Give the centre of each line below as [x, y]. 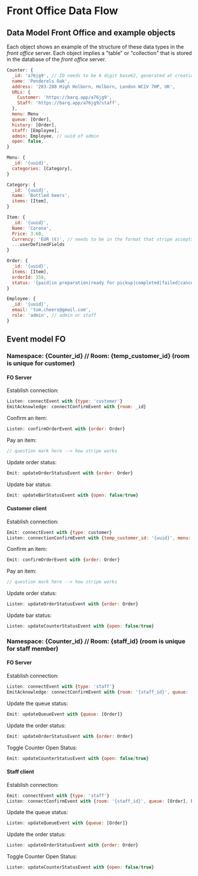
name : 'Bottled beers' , [41, 196]
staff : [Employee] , [36, 130]
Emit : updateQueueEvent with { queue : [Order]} [65, 714]
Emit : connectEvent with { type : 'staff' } [58, 795]
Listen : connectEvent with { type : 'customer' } [65, 401]
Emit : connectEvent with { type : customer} [59, 532]
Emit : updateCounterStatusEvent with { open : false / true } [78, 758]
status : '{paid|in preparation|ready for [63, 283]
